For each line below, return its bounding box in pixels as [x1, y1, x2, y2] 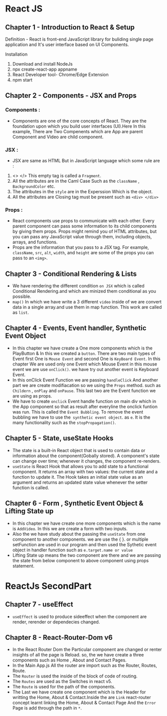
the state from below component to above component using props [12, 557, 149, 563]
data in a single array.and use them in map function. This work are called [12, 304, 162, 310]
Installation [5, 51, 28, 57]
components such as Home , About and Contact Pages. [12, 657, 127, 663]
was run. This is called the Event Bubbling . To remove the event [12, 409, 144, 415]
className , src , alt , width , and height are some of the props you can [12, 250, 154, 256]
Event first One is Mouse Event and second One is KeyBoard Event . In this [12, 355, 161, 362]
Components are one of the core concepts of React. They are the [12, 118, 147, 124]
